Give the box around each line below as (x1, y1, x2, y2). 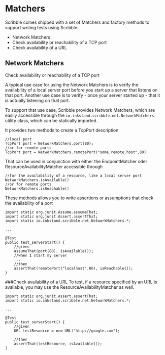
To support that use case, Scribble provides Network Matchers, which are (5, 107, 155, 113)
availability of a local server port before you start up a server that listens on (5, 87, 158, 93)
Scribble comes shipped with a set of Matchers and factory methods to (5, 19, 150, 25)
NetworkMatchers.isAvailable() (5, 177, 69, 182)
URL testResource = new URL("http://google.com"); (14, 328, 120, 333)
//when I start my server (14, 253, 67, 258)
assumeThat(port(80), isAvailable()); (14, 248, 94, 254)
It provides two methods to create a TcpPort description (5, 127, 119, 133)
